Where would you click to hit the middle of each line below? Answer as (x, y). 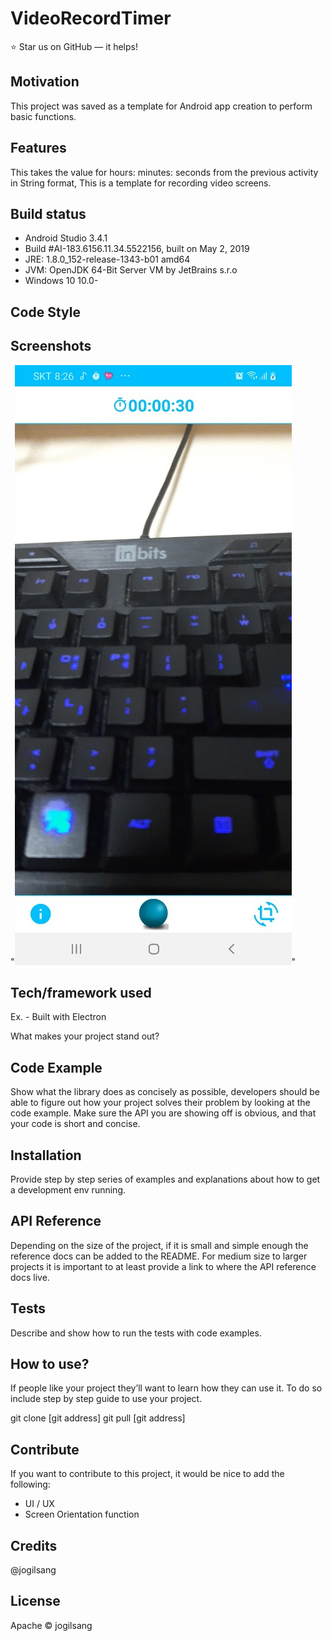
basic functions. (43, 116)
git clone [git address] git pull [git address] (98, 1418)
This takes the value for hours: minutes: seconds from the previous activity (164, 172)
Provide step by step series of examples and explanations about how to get (165, 1179)
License (35, 1601)
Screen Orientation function (82, 1514)
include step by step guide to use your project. (106, 1399)
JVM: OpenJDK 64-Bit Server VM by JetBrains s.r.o (131, 270)
